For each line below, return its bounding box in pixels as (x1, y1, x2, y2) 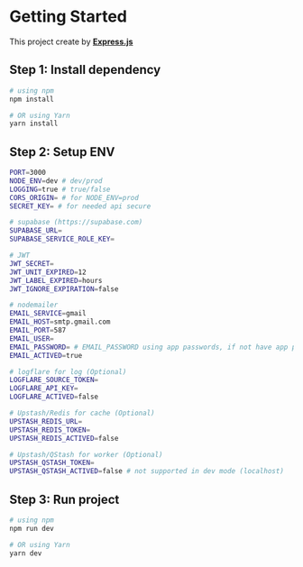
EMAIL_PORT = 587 (9, 326, 67, 335)
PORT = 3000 (9, 169, 47, 178)
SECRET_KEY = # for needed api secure (9, 201, 151, 211)
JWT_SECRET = (9, 259, 54, 268)
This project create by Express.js (9, 36, 133, 47)
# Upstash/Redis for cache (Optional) (9, 408, 155, 418)
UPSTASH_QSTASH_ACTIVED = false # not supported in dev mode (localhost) (9, 467, 284, 476)
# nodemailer (9, 300, 59, 310)
